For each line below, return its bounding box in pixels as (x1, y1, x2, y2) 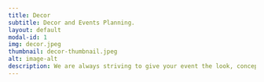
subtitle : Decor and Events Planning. (8, 19, 135, 27)
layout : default (8, 26, 61, 34)
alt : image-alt (8, 55, 58, 63)
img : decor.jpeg (8, 41, 61, 48)
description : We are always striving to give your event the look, (8, 62, 234, 70)
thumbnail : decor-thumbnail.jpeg (8, 48, 118, 55)
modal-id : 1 (8, 33, 47, 41)
